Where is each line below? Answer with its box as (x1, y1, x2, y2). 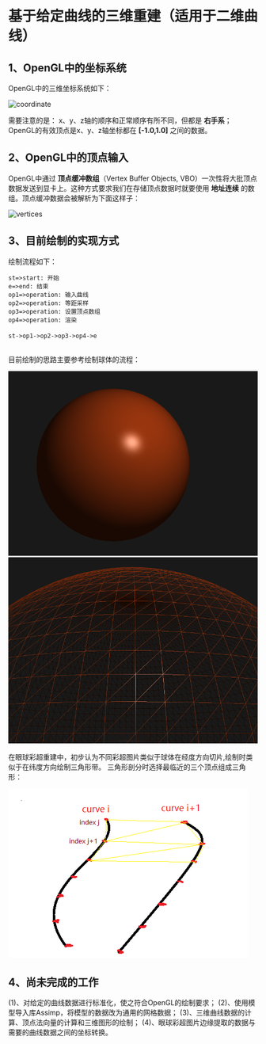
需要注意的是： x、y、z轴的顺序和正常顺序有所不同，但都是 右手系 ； (8, 116, 232, 125)
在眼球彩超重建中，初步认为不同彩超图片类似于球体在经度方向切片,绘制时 (8, 753, 247, 762)
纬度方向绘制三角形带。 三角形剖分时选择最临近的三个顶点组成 (28, 762, 232, 772)
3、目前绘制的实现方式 (8, 234, 120, 248)
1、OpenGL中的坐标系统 (8, 61, 127, 74)
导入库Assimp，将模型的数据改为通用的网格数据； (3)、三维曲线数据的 (14, 1008, 245, 1018)
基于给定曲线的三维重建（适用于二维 (8, 7, 245, 25)
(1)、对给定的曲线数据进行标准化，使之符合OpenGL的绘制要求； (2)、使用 (8, 998, 249, 1008)
